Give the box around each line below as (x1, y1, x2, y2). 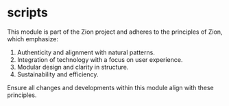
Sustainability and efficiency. (16, 70, 99, 78)
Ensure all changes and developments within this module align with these (7, 83, 214, 92)
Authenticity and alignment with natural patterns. (16, 48, 156, 56)
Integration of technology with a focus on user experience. (16, 55, 183, 63)
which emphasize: (7, 34, 58, 43)
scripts (7, 5, 48, 21)
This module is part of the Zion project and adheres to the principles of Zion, (7, 28, 223, 36)
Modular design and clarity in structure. (16, 63, 129, 71)
